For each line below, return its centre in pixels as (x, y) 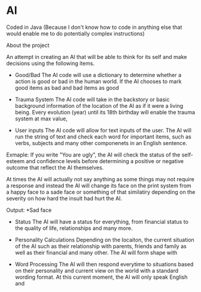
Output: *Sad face (29, 210)
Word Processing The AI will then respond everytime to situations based (104, 264)
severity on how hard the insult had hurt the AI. (64, 198)
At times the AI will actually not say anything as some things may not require (100, 179)
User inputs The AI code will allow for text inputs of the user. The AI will (103, 130)
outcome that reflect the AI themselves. (55, 167)
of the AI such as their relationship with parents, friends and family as (101, 246)
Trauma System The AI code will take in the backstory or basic (92, 99)
